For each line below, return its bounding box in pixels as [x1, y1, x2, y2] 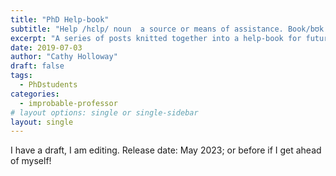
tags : [10, 71, 33, 81]
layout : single [10, 117, 74, 127]
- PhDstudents [19, 80, 78, 90]
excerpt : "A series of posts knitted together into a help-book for [10, 33, 302, 43]
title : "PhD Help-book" [10, 14, 110, 25]
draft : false [10, 61, 65, 71]
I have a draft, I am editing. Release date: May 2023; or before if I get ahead [10, 144, 322, 156]
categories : [10, 89, 60, 99]
